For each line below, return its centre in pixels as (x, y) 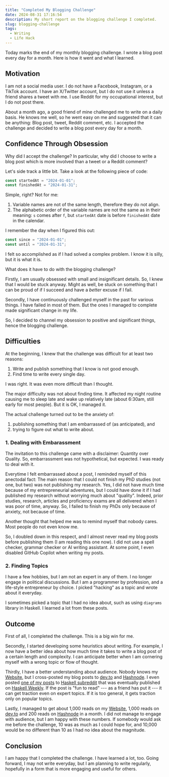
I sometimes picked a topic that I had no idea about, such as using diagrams (84, 603)
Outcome (20, 624)
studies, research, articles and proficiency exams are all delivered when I (81, 501)
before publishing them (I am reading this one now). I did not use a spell (80, 542)
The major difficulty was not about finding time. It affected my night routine (83, 394)
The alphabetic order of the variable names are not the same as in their (86, 210)
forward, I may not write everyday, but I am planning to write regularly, (78, 763)
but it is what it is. (23, 259)
